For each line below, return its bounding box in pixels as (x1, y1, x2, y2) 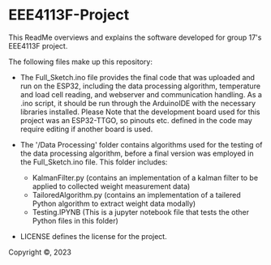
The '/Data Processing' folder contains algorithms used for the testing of (19, 139, 263, 149)
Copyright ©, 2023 (8, 247, 71, 257)
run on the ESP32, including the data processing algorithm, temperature (19, 81, 261, 91)
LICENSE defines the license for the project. (19, 231, 168, 241)
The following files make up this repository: (8, 57, 153, 66)
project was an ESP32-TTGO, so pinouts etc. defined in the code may (19, 115, 253, 125)
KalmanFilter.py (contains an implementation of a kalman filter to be (32, 173, 258, 182)
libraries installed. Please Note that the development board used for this (19, 107, 260, 117)
